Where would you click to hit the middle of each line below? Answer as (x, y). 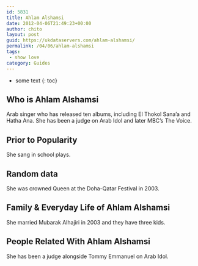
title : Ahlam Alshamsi (35, 18)
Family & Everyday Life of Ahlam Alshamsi (88, 208)
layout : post (23, 35)
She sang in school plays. (38, 155)
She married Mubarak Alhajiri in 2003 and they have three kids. (86, 222)
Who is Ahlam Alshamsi (53, 99)
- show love (24, 57)
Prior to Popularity (42, 140)
